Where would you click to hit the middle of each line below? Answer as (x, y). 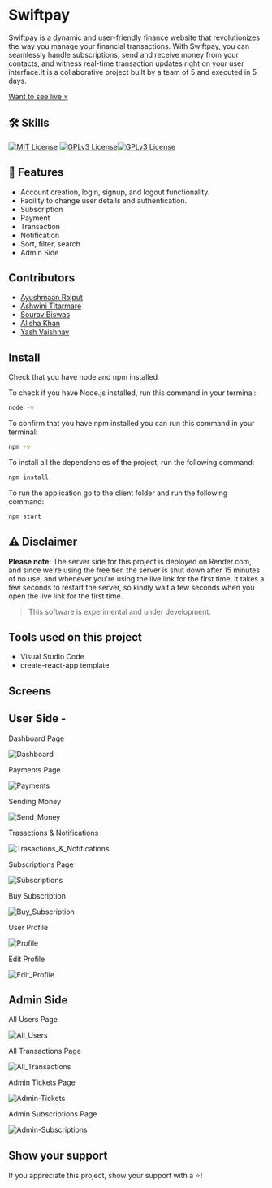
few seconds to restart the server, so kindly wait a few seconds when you (132, 587)
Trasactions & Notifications (54, 833)
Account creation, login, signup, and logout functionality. (115, 192)
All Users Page (33, 1020)
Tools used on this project (75, 637)
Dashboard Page (37, 738)
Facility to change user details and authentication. (104, 200)
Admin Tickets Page (42, 1082)
